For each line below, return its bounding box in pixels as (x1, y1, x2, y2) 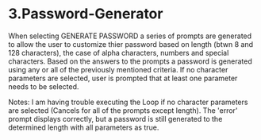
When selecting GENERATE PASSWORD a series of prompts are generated (8, 31, 252, 41)
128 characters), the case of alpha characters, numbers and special (8, 48, 229, 57)
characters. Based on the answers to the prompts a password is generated (8, 56, 252, 66)
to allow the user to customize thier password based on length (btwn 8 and (8, 39, 254, 49)
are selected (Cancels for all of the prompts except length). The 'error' (8, 105, 238, 115)
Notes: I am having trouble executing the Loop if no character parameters (8, 97, 248, 107)
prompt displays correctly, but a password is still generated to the (8, 114, 223, 123)
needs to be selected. (8, 81, 79, 91)
